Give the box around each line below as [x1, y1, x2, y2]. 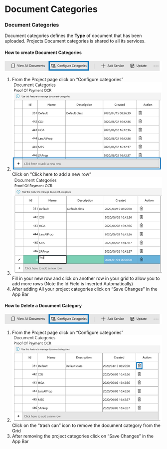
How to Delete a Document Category [4, 303, 82, 309]
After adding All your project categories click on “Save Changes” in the [11, 286, 158, 292]
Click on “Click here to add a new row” [11, 171, 92, 177]
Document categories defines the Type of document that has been [4, 33, 142, 39]
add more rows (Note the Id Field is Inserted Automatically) [11, 280, 133, 286]
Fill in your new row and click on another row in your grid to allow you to [11, 275, 160, 281]
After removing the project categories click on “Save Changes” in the [11, 433, 154, 439]
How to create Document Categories [4, 50, 82, 56]
